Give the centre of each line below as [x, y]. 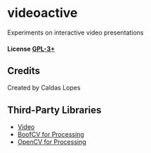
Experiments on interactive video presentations [75, 32]
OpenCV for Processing [52, 142]
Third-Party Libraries [54, 110]
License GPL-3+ [31, 49]
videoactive [42, 13]
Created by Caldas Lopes [44, 88]
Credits [24, 71]
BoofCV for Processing [51, 135]
